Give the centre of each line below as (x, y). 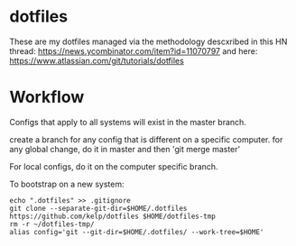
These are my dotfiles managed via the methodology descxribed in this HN (148, 41)
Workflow (47, 97)
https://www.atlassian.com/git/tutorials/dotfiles (97, 60)
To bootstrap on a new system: (67, 184)
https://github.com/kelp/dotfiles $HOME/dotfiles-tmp (113, 216)
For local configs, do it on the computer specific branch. (114, 166)
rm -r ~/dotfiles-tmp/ (52, 224)
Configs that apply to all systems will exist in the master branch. (128, 122)
